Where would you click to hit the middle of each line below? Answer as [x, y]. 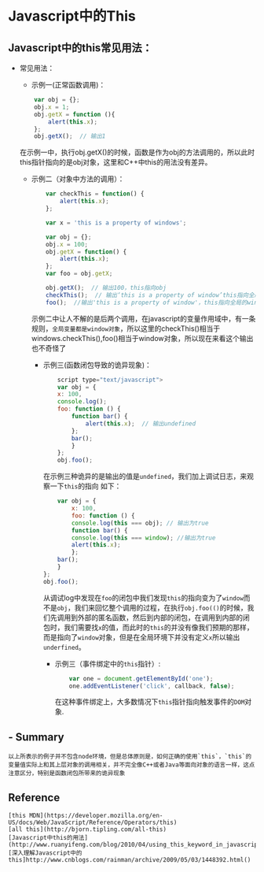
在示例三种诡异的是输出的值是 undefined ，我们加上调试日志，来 [145, 477]
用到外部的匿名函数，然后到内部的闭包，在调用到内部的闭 [157, 617]
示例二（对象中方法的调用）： [78, 179]
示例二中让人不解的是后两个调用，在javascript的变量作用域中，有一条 [143, 318]
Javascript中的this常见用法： [81, 48]
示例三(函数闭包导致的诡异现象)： [97, 365]
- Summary [36, 737]
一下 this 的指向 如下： [86, 486]
